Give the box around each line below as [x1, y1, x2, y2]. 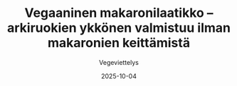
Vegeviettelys [98, 58, 139, 66]
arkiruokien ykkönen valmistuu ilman [7, 20, 231, 36]
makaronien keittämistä [48, 35, 190, 51]
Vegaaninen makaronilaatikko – [23, 5, 214, 21]
